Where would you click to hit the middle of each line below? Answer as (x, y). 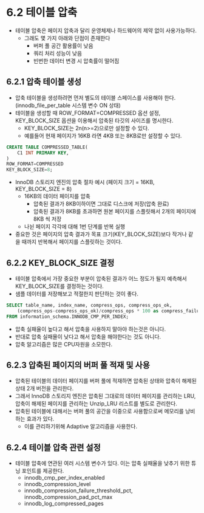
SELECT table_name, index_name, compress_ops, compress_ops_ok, (89, 305)
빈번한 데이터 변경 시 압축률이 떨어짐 (76, 61)
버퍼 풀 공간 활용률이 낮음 (63, 46)
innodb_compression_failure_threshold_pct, (78, 491)
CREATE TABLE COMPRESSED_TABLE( (47, 147)
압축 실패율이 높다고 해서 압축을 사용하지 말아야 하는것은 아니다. (90, 329)
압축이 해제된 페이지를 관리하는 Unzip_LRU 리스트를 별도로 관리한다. (96, 404)
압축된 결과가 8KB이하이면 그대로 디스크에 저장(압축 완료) (101, 204)
